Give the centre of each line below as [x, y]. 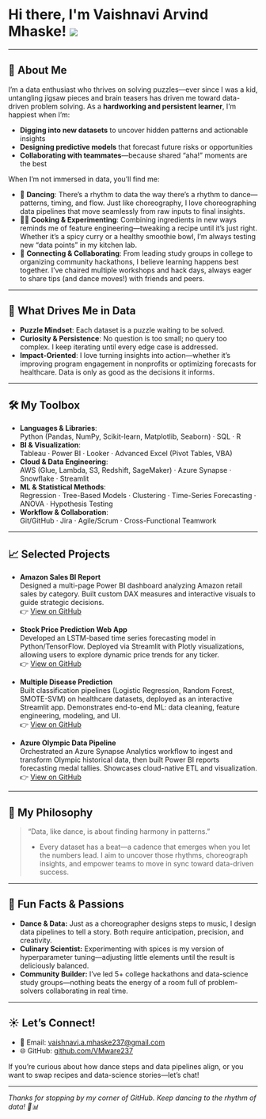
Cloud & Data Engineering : [64, 462]
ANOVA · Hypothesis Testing [66, 504]
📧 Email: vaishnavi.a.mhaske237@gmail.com [92, 1042]
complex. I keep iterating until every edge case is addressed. [119, 347]
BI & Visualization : [50, 445]
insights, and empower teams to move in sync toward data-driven [146, 864]
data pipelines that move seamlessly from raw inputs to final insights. [132, 211]
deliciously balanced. [54, 965]
